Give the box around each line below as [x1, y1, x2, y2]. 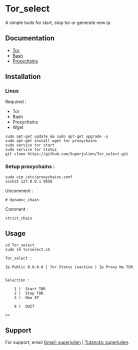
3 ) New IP [14, 295, 39, 300]
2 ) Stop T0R [14, 290, 43, 295]
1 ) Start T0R [14, 286, 46, 291]
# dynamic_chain [5, 197, 39, 202]
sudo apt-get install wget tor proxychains [5, 138, 97, 143]
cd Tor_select [5, 242, 35, 247]
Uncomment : [5, 187, 33, 193]
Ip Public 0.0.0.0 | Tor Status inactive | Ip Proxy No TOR [5, 264, 133, 269]
